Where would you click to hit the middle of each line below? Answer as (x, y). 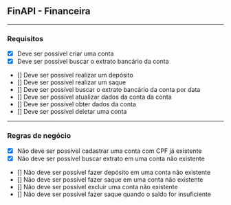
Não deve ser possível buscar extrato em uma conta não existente (111, 158)
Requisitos (25, 38)
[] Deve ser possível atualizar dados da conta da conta (94, 97)
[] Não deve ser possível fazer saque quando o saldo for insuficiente (114, 194)
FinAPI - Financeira (49, 11)
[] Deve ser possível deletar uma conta (72, 112)
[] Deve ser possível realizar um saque (71, 82)
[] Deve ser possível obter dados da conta (76, 104)
